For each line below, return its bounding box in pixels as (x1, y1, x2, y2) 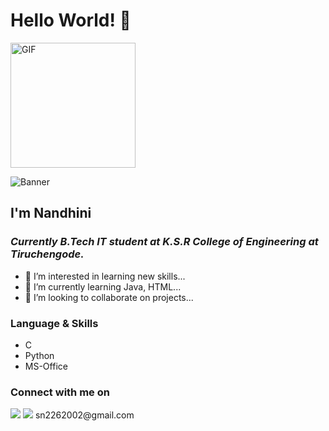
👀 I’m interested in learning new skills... (24, 270, 186, 282)
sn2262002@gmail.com (34, 409, 135, 421)
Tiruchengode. (10, 247, 85, 261)
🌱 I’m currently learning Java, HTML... (24, 280, 182, 293)
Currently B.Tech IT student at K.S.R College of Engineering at (10, 235, 319, 249)
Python (24, 349, 55, 361)
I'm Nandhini (10, 205, 92, 222)
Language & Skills (10, 316, 99, 330)
